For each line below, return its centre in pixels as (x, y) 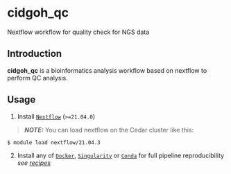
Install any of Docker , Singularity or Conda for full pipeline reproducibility (120, 155)
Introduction (35, 54)
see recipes (34, 163)
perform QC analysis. (37, 78)
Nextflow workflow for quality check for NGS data (78, 32)
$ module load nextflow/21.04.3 (54, 142)
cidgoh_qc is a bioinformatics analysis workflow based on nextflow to (107, 70)
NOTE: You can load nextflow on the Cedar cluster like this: (109, 130)
